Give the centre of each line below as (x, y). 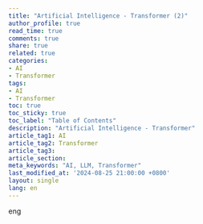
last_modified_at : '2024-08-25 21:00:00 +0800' (89, 173)
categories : (28, 61)
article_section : (37, 158)
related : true (32, 53)
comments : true (34, 38)
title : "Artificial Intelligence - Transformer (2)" (98, 16)
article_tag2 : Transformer (53, 143)
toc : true (25, 106)
